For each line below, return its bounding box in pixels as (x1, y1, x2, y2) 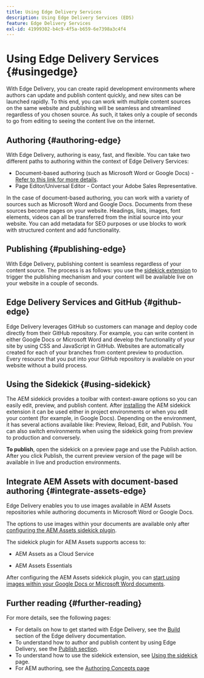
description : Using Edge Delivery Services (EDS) (6, 15, 135, 21)
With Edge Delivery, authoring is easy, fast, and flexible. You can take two (6, 151, 191, 158)
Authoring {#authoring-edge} (6, 135, 121, 145)
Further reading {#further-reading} (6, 598, 142, 608)
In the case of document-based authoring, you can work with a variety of (6, 194, 189, 201)
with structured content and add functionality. (6, 226, 121, 233)
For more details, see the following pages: (6, 614, 111, 621)
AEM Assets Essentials (15, 562, 73, 569)
